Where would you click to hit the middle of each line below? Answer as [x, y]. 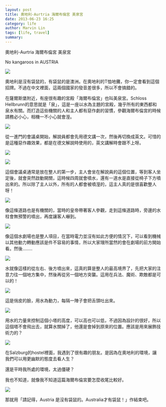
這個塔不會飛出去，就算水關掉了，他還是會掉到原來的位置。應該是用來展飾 [81, 326]
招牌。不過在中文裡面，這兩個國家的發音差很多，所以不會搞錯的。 [72, 88]
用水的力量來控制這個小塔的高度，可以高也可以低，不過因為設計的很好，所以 [83, 320]
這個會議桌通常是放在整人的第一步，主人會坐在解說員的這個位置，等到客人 [81, 172]
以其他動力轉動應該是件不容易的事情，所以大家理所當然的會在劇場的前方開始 [83, 242]
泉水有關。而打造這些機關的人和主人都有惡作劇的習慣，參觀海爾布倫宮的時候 [83, 110]
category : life [21, 24]
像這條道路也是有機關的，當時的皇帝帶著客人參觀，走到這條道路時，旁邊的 [81, 210]
